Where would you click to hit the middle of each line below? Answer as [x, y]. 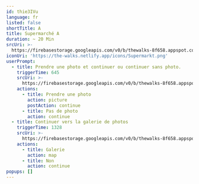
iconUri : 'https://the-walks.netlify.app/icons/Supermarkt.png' [87, 56]
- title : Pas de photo [50, 111]
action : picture [47, 100]
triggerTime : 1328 [39, 128]
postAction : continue [54, 105]
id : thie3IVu [22, 12]
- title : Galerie [43, 150]
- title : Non [38, 161]
